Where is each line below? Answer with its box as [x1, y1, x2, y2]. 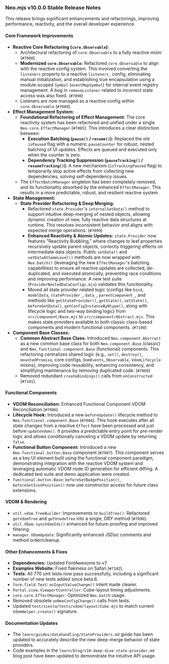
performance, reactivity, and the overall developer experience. [5, 21, 136, 27]
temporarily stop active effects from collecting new [27, 168, 134, 174]
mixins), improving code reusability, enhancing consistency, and [20, 362, 154, 368]
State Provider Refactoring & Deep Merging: [20, 200, 115, 206]
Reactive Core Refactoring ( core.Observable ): [12, 44, 109, 50]
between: [20, 130, 40, 136]
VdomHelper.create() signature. [12, 608, 78, 615]
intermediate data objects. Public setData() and [27, 249, 128, 255]
